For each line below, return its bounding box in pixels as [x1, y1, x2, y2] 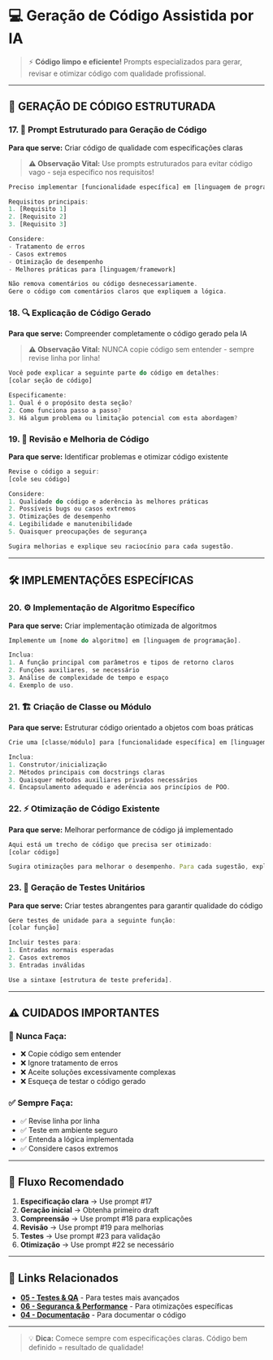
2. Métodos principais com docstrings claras [8, 768, 165, 776]
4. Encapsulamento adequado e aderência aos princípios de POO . [8, 783, 231, 792]
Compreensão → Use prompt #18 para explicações [19, 1214, 193, 1224]
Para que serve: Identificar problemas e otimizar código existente [8, 451, 229, 461]
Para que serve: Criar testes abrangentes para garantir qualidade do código [8, 901, 263, 910]
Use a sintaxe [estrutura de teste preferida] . [8, 976, 173, 984]
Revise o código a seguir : [8, 467, 100, 476]
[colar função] [8, 923, 60, 932]
